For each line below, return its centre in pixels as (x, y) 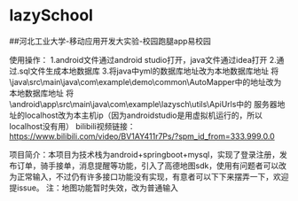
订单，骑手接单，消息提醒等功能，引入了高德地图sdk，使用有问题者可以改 (151, 166)
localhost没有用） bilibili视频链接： (72, 126)
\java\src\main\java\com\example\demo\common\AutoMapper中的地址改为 (145, 81)
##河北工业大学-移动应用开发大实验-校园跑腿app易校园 (110, 41)
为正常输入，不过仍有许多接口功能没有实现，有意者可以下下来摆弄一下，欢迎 (149, 176)
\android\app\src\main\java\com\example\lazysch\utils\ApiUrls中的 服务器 (143, 104)
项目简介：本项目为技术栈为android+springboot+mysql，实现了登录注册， (145, 154)
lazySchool (51, 15)
